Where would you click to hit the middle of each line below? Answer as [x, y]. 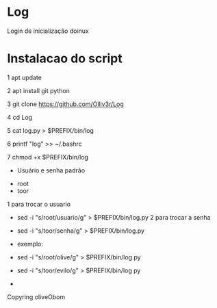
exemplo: [30, 244]
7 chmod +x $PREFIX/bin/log [48, 157]
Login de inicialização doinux [48, 31]
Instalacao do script [65, 59]
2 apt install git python [39, 90]
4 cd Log [20, 117]
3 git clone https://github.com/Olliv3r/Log [66, 104]
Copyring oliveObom [36, 297]
